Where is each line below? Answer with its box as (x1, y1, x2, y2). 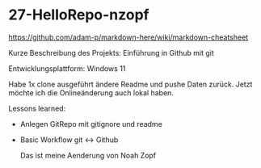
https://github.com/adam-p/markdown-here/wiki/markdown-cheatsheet (8, 32, 249, 42)
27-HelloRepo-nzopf (8, 6, 149, 24)
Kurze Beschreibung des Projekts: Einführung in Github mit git (8, 48, 214, 57)
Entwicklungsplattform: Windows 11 (8, 63, 126, 73)
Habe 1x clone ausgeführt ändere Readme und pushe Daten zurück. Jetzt (8, 79, 253, 89)
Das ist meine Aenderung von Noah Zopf (19, 150, 157, 160)
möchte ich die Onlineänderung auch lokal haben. (8, 87, 174, 98)
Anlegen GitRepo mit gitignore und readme (19, 119, 163, 128)
